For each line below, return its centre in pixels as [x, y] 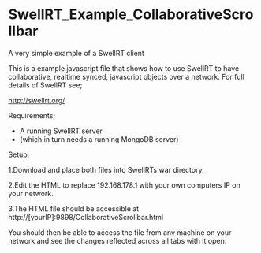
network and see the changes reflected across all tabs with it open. [117, 240]
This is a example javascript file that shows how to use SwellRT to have [124, 68]
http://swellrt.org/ [37, 100]
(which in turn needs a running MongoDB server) [99, 139]
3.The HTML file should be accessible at [74, 208]
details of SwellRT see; [45, 85]
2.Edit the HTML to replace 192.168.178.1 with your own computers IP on [124, 185]
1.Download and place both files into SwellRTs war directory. [106, 169]
